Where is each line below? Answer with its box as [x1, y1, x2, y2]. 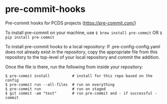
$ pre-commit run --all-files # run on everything [5, 82, 115, 87]
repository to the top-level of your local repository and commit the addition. [5, 54, 160, 60]
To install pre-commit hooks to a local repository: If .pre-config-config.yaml [5, 43, 161, 49]
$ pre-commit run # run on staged [5, 86, 106, 92]
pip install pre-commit [5, 35, 55, 40]
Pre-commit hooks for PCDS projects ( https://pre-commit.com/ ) [5, 20, 136, 26]
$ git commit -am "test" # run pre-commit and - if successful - [5, 91, 157, 96]
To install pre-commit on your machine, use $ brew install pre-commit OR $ [5, 29, 163, 35]
